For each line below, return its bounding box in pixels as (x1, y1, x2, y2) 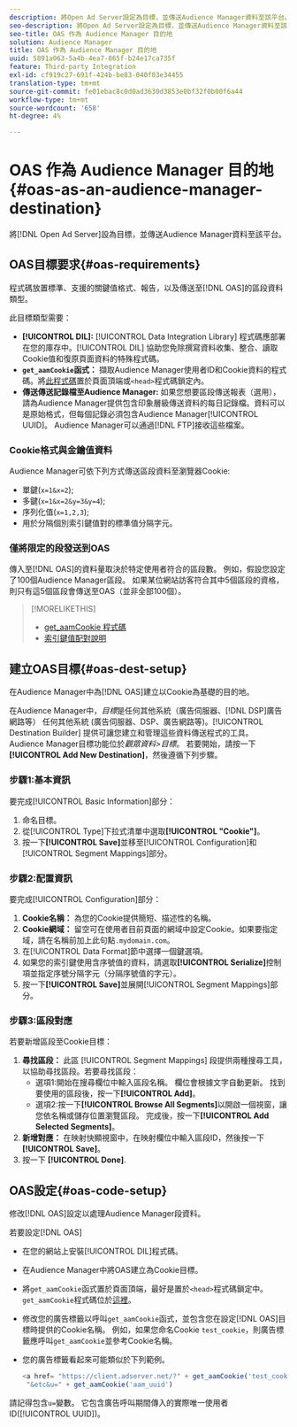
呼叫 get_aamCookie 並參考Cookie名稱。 (37, 1335, 178, 1346)
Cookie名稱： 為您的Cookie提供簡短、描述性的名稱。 (21, 913, 217, 923)
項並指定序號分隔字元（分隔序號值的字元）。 (21, 968, 181, 978)
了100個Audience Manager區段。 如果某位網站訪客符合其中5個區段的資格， (9, 575, 285, 585)
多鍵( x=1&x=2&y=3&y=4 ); (21, 496, 106, 506)
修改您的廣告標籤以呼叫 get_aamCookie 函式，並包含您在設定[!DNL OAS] (21, 1313, 278, 1323)
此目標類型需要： (9, 312, 72, 323)
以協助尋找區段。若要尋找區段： (21, 1066, 139, 1076)
